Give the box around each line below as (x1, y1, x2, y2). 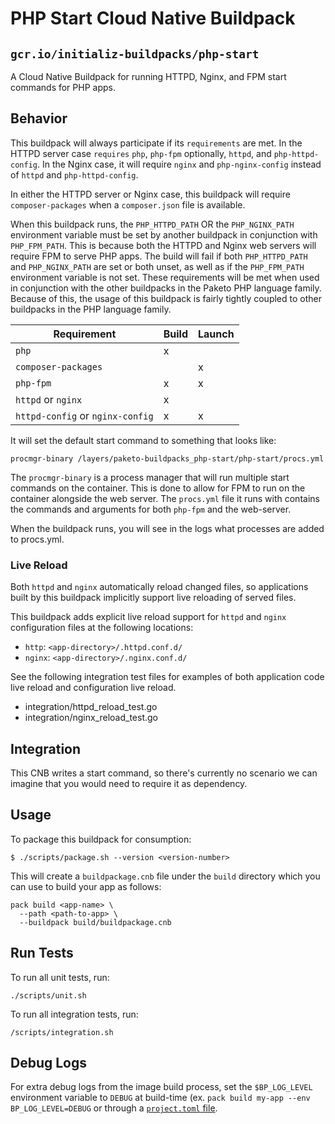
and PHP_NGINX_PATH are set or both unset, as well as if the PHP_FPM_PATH (10, 260, 305, 272)
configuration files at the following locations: (10, 622, 194, 634)
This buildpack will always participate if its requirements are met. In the (10, 137, 303, 149)
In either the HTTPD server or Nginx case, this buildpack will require (10, 188, 291, 200)
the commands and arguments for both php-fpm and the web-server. (10, 503, 292, 515)
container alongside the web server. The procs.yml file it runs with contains (10, 492, 320, 504)
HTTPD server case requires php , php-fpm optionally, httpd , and (10, 147, 272, 159)
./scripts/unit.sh (10, 990, 87, 1001)
